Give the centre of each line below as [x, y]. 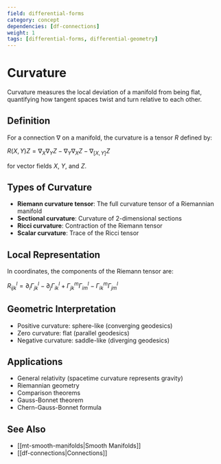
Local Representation [54, 255]
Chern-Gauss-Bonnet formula [59, 408]
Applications [35, 362]
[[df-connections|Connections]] [62, 453]
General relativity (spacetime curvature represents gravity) [100, 378]
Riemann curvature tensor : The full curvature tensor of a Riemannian [116, 204]
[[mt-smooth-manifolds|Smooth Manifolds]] [79, 446]
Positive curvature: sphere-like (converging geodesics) [95, 325]
